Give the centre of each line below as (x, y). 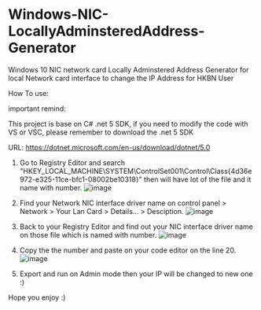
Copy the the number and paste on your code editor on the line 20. (128, 250)
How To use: (29, 93)
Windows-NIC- (59, 15)
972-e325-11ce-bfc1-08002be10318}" (81, 179)
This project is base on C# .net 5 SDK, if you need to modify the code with (129, 124)
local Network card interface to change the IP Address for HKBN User (121, 78)
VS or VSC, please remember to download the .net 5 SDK (101, 132)
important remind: (37, 109)
